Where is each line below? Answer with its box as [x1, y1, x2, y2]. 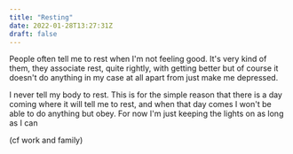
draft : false [9, 29, 58, 38]
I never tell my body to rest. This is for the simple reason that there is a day [9, 89, 282, 100]
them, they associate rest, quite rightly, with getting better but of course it [9, 63, 279, 73]
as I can [9, 118, 38, 128]
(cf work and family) [9, 135, 83, 146]
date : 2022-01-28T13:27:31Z [9, 21, 114, 30]
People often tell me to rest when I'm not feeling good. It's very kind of [9, 54, 267, 65]
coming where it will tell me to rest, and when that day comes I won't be [9, 99, 273, 110]
